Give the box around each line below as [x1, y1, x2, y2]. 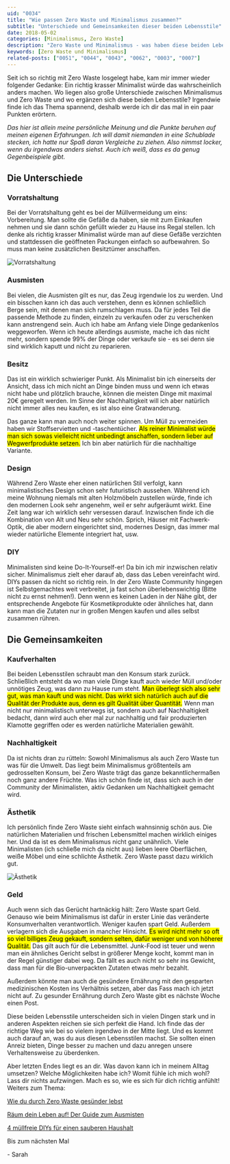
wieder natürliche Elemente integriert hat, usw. [7, 530, 139, 539]
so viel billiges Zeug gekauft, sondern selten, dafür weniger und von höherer [7, 935, 223, 943]
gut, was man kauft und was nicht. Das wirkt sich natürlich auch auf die [7, 692, 209, 700]
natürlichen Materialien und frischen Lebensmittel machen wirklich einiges [7, 830, 217, 838]
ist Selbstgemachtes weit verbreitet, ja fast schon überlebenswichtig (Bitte [7, 585, 217, 593]
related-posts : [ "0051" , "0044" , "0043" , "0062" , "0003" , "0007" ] [7, 55, 201, 62]
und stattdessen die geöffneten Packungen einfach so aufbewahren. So [7, 237, 210, 246]
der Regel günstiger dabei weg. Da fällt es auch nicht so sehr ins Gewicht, [7, 957, 216, 965]
